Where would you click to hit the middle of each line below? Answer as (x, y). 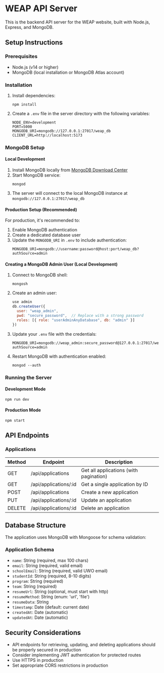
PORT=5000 (22, 127)
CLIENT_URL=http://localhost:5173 (47, 135)
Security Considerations (43, 633)
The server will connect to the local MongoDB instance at (70, 193)
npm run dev (17, 399)
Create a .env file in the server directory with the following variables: (81, 113)
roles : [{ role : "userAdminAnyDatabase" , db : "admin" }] (76, 320)
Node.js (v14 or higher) (35, 67)
